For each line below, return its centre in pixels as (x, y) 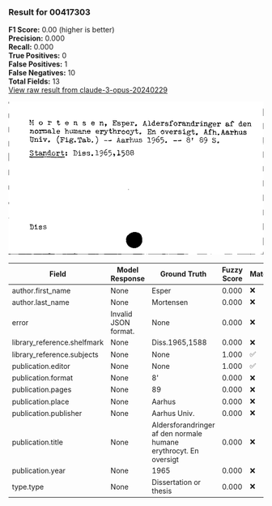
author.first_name (41, 290)
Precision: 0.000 (37, 38)
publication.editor (41, 366)
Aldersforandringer (184, 425)
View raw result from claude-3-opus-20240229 (88, 90)
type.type (28, 487)
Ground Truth (184, 274)
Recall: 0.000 (31, 47)
